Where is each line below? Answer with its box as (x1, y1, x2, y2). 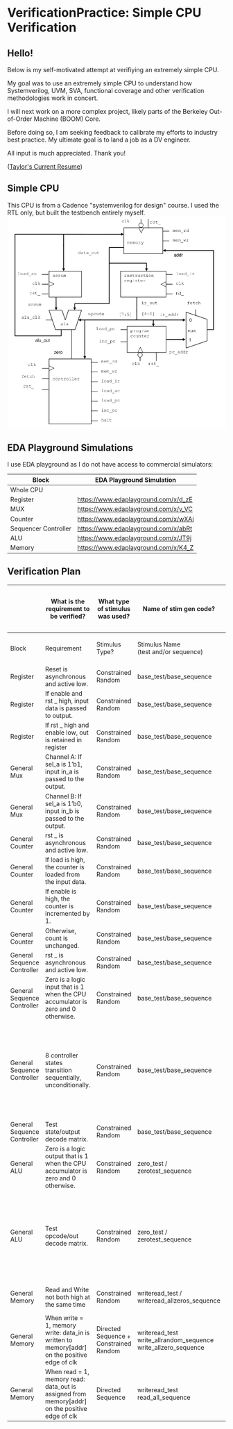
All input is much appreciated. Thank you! (7, 149, 126, 157)
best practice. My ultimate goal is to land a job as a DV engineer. (7, 135, 191, 144)
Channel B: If (44, 792, 82, 800)
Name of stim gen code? (142, 604, 216, 612)
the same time (44, 1300, 86, 1308)
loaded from (44, 870, 80, 879)
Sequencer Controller (10, 524, 71, 533)
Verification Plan (7, 566, 81, 578)
